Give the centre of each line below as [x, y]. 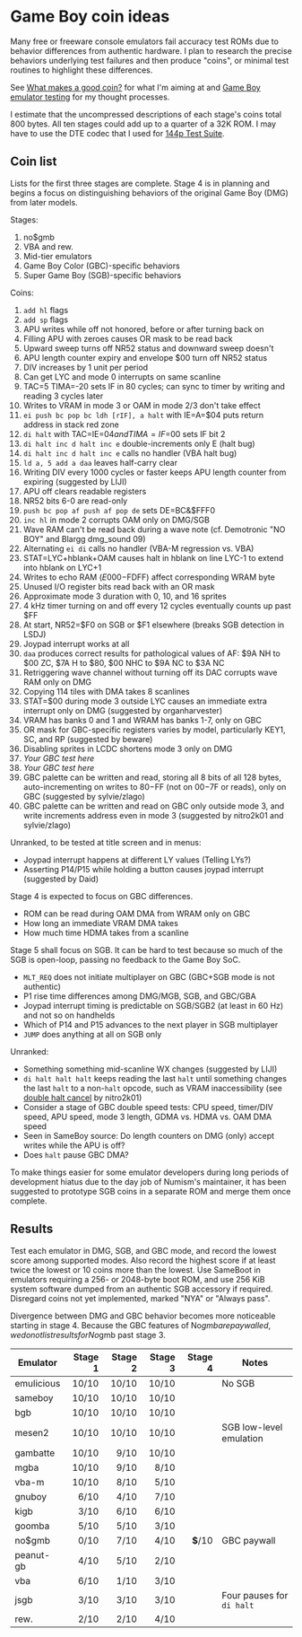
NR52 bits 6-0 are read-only [75, 501]
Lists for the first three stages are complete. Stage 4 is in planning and [140, 183]
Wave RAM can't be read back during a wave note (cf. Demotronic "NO [154, 529]
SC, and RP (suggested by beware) [88, 739]
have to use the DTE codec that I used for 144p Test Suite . [117, 133]
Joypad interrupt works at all [76, 643]
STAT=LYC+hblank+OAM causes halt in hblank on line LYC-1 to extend [153, 557]
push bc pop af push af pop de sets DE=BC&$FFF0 [119, 510]
